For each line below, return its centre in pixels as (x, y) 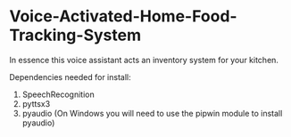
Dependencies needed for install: (70, 77)
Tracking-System (75, 35)
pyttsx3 (36, 103)
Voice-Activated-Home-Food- (124, 16)
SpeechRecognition (58, 94)
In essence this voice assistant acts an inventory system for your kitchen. (144, 60)
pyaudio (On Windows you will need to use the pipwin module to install (152, 113)
